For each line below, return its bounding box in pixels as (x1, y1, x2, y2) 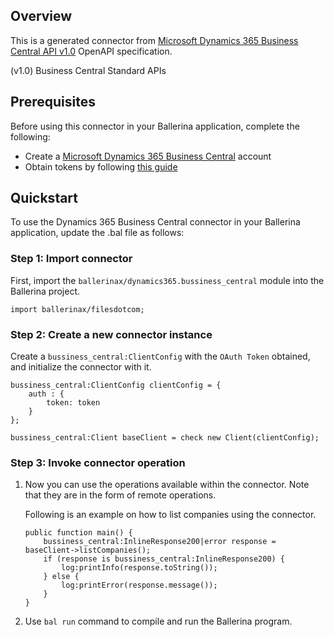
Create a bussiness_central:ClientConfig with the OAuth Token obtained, (10, 350, 311, 363)
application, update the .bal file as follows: (10, 227, 185, 239)
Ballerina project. (10, 285, 81, 297)
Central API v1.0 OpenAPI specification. (10, 45, 173, 57)
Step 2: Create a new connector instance (10, 327, 213, 341)
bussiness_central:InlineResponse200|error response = (43, 537, 277, 547)
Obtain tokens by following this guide (24, 160, 178, 173)
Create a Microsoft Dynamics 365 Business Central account (24, 150, 272, 162)
